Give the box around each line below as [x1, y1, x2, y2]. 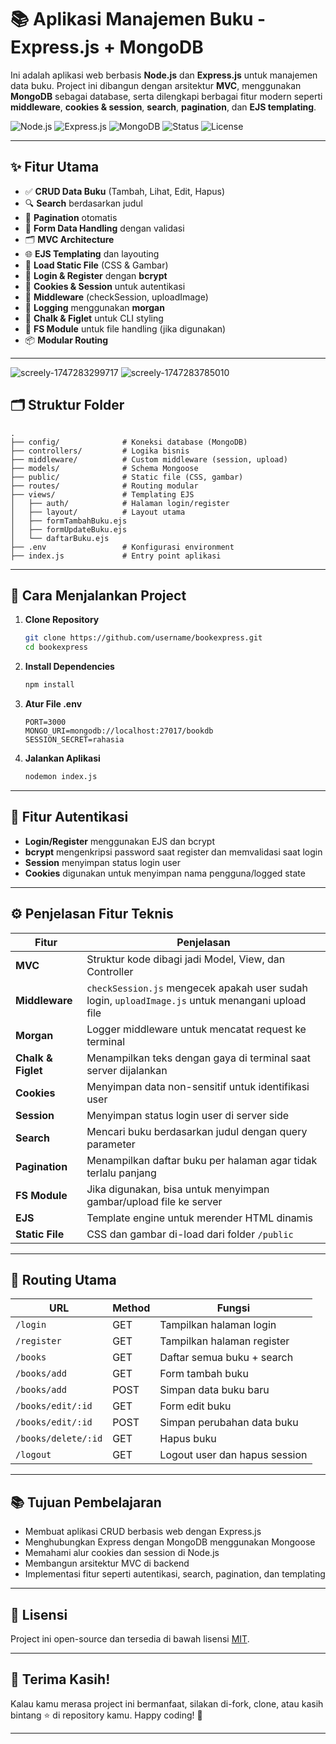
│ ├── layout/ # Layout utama [10, 507, 186, 517]
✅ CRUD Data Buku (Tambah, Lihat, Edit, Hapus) [24, 185, 226, 197]
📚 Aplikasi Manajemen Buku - [10, 8, 267, 31]
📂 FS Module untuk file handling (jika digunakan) [24, 322, 227, 335]
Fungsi [216, 1301, 251, 1315]
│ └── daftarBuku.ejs [10, 533, 110, 543]
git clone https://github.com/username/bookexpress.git [24, 633, 263, 643]
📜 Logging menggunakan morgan [24, 301, 165, 313]
